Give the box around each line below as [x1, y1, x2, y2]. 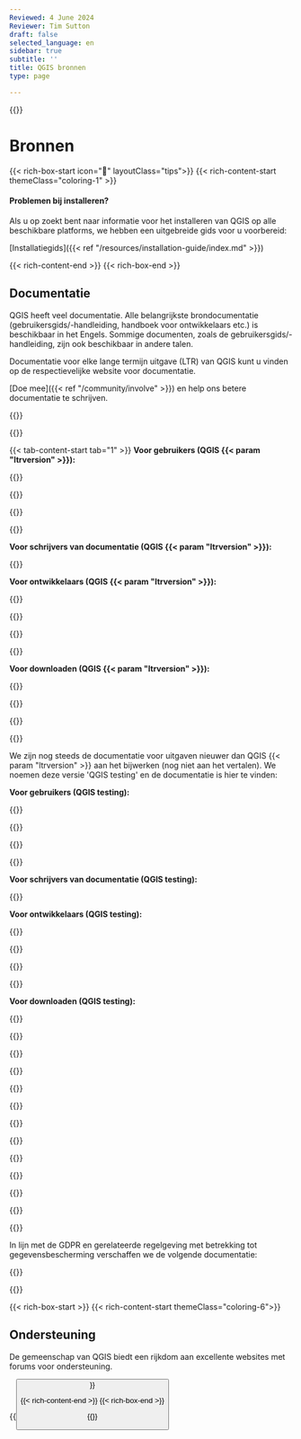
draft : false [9, 30, 58, 39]
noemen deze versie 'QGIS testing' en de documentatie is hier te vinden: [9, 769, 278, 780]
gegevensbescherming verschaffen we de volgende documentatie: [9, 1248, 258, 1259]
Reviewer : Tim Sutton [9, 22, 91, 31]
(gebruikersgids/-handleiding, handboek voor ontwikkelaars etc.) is [9, 319, 259, 330]
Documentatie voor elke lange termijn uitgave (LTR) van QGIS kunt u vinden [9, 356, 289, 367]
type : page [9, 72, 50, 81]
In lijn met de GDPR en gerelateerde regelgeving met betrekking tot [9, 1239, 258, 1250]
